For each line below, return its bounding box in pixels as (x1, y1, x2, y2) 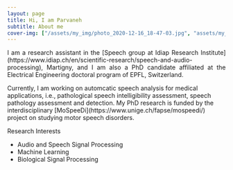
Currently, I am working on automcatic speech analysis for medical (7, 84, 198, 92)
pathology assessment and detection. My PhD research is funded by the (7, 99, 214, 108)
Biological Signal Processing (17, 155, 98, 164)
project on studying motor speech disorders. (7, 114, 135, 122)
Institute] (200, 49, 226, 57)
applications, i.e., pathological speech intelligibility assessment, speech (7, 92, 212, 100)
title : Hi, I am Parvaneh (7, 17, 82, 24)
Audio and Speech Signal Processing (17, 140, 123, 149)
